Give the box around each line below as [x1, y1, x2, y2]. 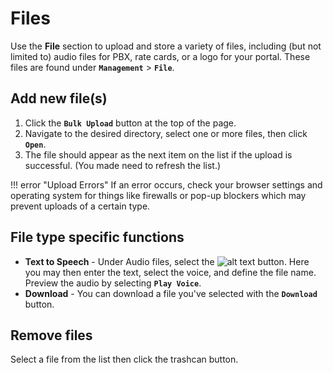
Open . [24, 138, 47, 150]
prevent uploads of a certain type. [10, 200, 151, 212]
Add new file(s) [10, 90, 108, 107]
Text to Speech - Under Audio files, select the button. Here [24, 255, 310, 267]
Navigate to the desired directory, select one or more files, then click [24, 127, 308, 139]
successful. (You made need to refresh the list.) [24, 159, 222, 171]
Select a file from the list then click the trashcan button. [10, 353, 239, 366]
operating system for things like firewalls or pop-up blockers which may [10, 189, 307, 201]
